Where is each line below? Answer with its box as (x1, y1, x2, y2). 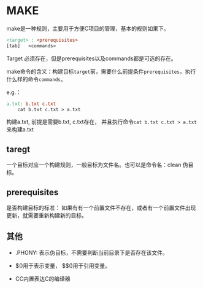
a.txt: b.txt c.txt (6, 101, 56, 107)
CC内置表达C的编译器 (15, 274, 71, 282)
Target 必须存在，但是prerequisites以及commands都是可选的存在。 (6, 55, 177, 62)
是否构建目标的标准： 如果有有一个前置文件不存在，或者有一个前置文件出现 (6, 204, 196, 212)
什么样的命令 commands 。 (6, 75, 66, 83)
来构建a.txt (6, 126, 34, 133)
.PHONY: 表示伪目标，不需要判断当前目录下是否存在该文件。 (15, 249, 169, 256)
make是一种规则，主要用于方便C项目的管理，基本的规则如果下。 (6, 25, 169, 32)
